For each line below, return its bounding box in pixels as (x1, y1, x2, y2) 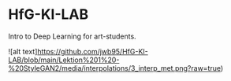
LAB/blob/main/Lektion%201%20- (8, 55, 120, 64)
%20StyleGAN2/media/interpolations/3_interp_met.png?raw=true (8, 63, 222, 72)
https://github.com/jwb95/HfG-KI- (37, 46, 148, 56)
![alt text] (8, 46, 38, 56)
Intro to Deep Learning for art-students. (8, 31, 136, 41)
